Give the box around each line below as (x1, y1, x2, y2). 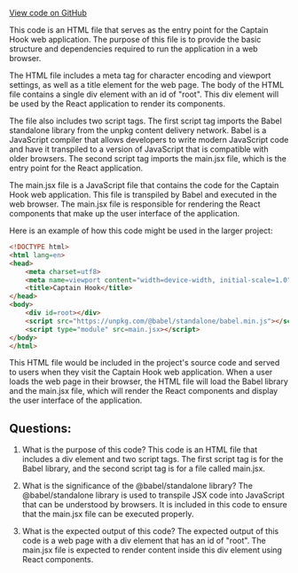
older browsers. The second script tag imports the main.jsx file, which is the (9, 153, 286, 163)
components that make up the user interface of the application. (9, 208, 240, 218)
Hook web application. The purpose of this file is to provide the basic (9, 35, 262, 44)
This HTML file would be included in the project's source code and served (9, 357, 280, 368)
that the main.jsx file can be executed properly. (21, 509, 194, 520)
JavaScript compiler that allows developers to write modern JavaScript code (9, 135, 289, 145)
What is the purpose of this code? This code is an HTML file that (21, 444, 258, 455)
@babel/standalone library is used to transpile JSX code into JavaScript (21, 490, 286, 500)
